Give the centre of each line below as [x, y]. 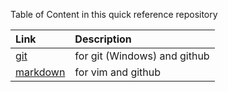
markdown [40, 72]
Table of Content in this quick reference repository [114, 14]
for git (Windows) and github [142, 56]
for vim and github [118, 72]
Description [103, 39]
